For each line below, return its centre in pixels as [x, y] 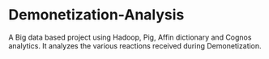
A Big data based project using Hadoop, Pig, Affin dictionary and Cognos [130, 37]
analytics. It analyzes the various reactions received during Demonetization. [135, 45]
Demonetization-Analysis [96, 15]
